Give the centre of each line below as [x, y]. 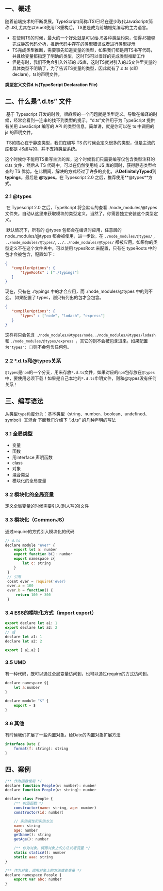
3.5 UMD [16, 662]
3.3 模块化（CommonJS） [36, 520]
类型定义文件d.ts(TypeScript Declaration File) [51, 85]
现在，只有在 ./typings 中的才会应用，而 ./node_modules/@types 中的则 [77, 291]
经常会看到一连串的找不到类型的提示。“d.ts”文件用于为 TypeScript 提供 [84, 120]
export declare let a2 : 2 [31, 628]
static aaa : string [33, 857]
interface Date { [23, 744]
